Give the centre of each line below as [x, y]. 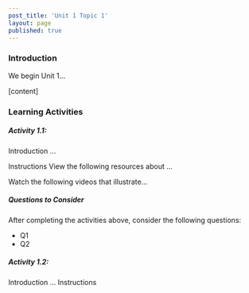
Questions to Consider [47, 200]
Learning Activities [46, 111]
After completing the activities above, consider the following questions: [125, 220]
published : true [35, 30]
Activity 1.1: [27, 131]
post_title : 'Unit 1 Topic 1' [58, 16]
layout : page [30, 23]
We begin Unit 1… [37, 76]
